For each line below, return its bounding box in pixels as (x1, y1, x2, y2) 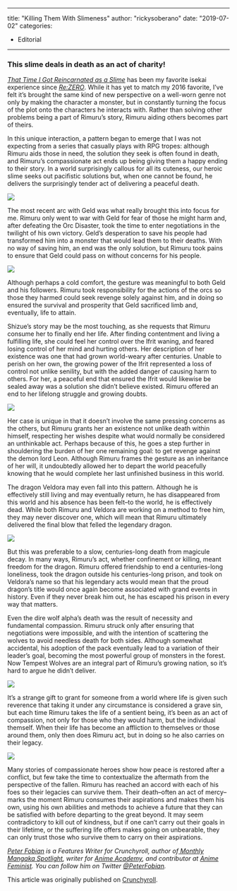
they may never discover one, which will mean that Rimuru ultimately (7, 513, 207, 522)
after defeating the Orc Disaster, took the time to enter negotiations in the (7, 221, 220, 230)
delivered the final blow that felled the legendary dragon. (7, 520, 173, 529)
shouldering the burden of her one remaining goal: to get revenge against (7, 447, 221, 455)
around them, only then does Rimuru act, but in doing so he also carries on (7, 731, 224, 740)
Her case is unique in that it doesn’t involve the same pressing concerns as (7, 417, 226, 425)
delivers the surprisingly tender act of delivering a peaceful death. (7, 180, 200, 188)
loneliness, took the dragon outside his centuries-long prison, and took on (7, 570, 222, 578)
